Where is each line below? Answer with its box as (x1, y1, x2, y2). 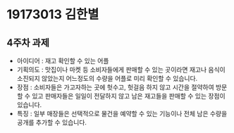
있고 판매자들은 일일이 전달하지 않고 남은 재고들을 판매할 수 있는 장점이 (32, 92, 226, 100)
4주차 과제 (6, 37, 50, 49)
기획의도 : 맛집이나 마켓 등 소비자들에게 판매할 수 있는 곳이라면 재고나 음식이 (16, 65, 226, 74)
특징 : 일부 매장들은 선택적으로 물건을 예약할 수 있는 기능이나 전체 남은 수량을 (16, 110, 228, 118)
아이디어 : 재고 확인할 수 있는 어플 (16, 57, 109, 65)
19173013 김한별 (6, 6, 99, 23)
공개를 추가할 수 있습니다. (16, 118, 87, 127)
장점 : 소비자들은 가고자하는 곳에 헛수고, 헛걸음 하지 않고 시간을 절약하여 (16, 83, 214, 91)
